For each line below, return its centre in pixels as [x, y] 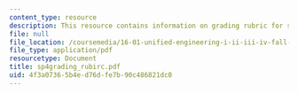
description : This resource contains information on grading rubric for [146, 26]
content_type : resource [53, 17]
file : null [29, 34]
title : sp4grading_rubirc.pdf [65, 67]
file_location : [37, 42]
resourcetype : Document [53, 58]
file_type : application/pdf [61, 50]
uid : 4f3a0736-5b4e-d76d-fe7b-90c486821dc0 [91, 75]
